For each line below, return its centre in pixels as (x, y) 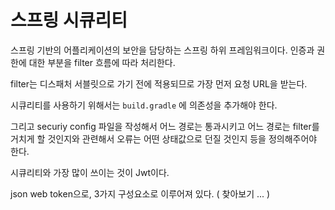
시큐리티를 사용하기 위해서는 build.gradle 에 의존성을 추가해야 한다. (144, 105)
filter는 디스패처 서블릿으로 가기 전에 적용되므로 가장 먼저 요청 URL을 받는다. (159, 83)
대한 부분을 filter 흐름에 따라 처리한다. (102, 62)
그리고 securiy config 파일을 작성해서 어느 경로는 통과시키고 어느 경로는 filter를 (165, 126)
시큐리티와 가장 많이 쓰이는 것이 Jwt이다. (90, 172)
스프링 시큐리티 (69, 20)
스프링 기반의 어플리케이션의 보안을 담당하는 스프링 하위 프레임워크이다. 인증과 (162, 50)
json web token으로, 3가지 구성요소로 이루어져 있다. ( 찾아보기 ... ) (140, 193)
